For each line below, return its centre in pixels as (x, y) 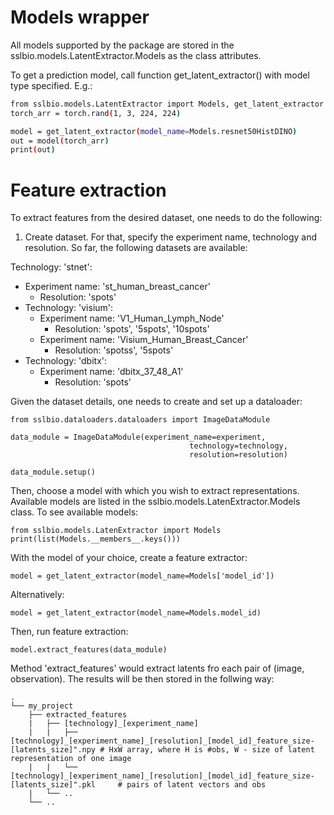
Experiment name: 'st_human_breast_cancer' (117, 287)
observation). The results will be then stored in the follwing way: (142, 679)
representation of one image (71, 759)
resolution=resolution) (238, 455)
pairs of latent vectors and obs (196, 785)
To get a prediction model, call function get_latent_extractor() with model (160, 75)
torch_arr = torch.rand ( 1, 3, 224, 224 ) (96, 113)
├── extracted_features (78, 715)
